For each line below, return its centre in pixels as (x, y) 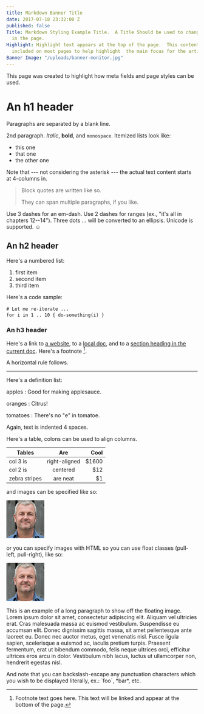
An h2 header (32, 246)
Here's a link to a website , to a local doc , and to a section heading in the (96, 343)
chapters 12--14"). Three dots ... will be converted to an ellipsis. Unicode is (100, 220)
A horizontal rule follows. (37, 362)
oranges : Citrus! (27, 404)
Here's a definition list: (34, 380)
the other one (32, 160)
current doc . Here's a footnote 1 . (46, 350)
